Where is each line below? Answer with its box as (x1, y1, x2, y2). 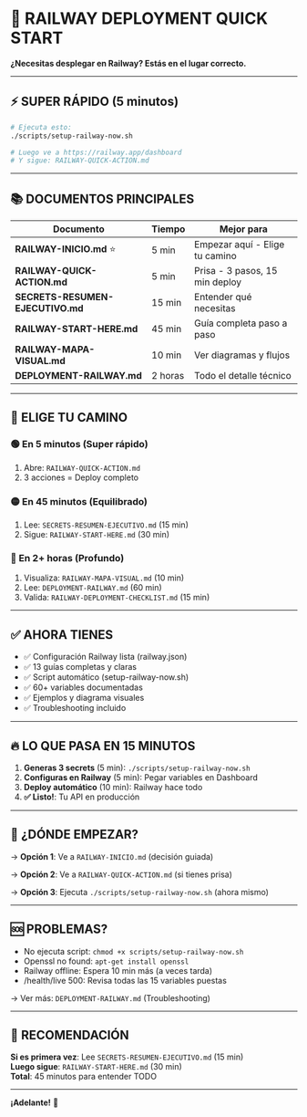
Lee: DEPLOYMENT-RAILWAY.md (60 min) (23, 582, 162, 593)
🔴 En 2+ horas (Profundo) (10, 551, 125, 564)
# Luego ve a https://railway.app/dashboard (10, 148, 182, 157)
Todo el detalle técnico (193, 370, 292, 382)
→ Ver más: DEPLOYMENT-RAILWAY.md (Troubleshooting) (10, 992, 210, 1003)
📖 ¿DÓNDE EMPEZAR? (10, 827, 139, 842)
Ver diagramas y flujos (193, 349, 291, 361)
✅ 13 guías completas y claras (23, 662, 138, 673)
